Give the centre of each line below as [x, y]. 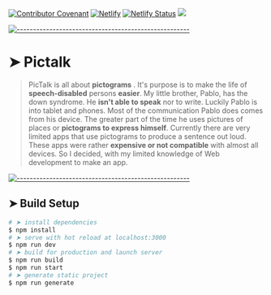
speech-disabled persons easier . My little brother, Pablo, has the [138, 93]
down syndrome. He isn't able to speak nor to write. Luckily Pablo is [143, 102]
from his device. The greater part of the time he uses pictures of [135, 119]
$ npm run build [36, 260]
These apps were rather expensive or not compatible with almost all [143, 145]
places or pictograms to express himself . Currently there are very [139, 128]
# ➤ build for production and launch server [86, 253]
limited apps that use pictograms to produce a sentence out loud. [137, 136]
